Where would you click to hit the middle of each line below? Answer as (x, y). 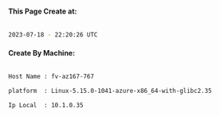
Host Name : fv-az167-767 (51, 77)
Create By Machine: (42, 52)
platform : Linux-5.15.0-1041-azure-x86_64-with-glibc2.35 (110, 91)
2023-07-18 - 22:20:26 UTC (53, 35)
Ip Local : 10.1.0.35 (46, 106)
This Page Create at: (43, 11)
